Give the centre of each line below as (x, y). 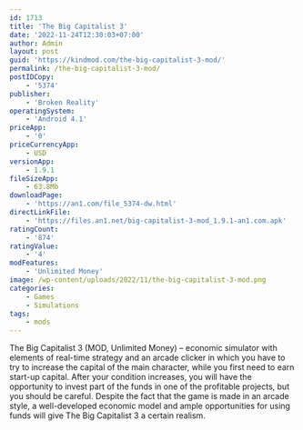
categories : (32, 288)
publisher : (30, 94)
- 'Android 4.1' (57, 119)
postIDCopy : (32, 77)
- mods (38, 322)
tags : (20, 314)
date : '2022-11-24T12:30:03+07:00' (77, 35)
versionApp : (32, 161)
